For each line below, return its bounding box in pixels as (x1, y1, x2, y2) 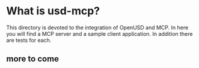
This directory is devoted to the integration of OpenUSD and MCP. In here (6, 24, 189, 31)
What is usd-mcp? (6, 4, 100, 18)
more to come (6, 54, 59, 64)
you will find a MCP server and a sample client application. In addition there (6, 30, 193, 37)
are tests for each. (6, 36, 52, 44)
